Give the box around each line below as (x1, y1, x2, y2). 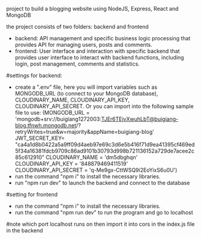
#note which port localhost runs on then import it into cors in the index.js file (6, 220, 195, 228)
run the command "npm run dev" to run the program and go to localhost (14, 209, 193, 216)
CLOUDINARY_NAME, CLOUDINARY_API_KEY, (14, 96, 130, 103)
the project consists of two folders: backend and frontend (6, 23, 149, 30)
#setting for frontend (6, 191, 58, 198)
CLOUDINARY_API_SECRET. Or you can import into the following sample (14, 103, 194, 110)
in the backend (6, 227, 43, 234)
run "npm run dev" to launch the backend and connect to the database (14, 180, 190, 186)
